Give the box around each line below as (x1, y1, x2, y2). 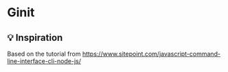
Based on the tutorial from (7, 50, 81, 58)
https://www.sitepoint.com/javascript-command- (82, 50, 221, 58)
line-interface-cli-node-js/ (7, 57, 81, 65)
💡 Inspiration (7, 32, 63, 43)
